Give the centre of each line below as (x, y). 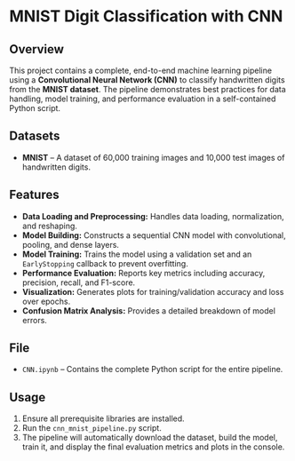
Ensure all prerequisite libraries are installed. (103, 418)
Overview (37, 49)
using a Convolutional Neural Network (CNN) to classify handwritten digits (147, 80)
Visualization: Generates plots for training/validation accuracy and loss (153, 291)
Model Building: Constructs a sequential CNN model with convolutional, (154, 235)
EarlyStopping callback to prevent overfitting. (105, 263)
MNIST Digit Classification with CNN (146, 16)
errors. (34, 320)
